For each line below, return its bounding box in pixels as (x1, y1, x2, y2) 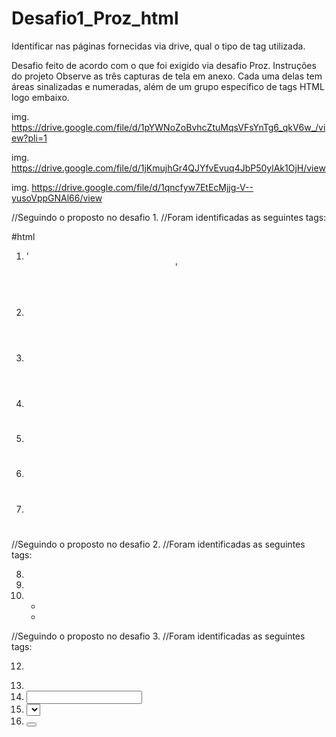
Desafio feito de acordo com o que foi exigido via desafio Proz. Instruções (11, 59, 317, 71)
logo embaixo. (11, 91, 70, 103)
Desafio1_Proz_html (11, 7, 179, 30)
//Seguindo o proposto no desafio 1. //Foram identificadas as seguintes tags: (11, 211, 327, 223)
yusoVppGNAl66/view (11, 192, 103, 204)
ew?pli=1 (11, 132, 48, 144)
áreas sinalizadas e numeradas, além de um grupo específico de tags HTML (11, 80, 325, 92)
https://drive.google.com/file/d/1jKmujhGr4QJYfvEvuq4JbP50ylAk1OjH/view (11, 162, 326, 174)
